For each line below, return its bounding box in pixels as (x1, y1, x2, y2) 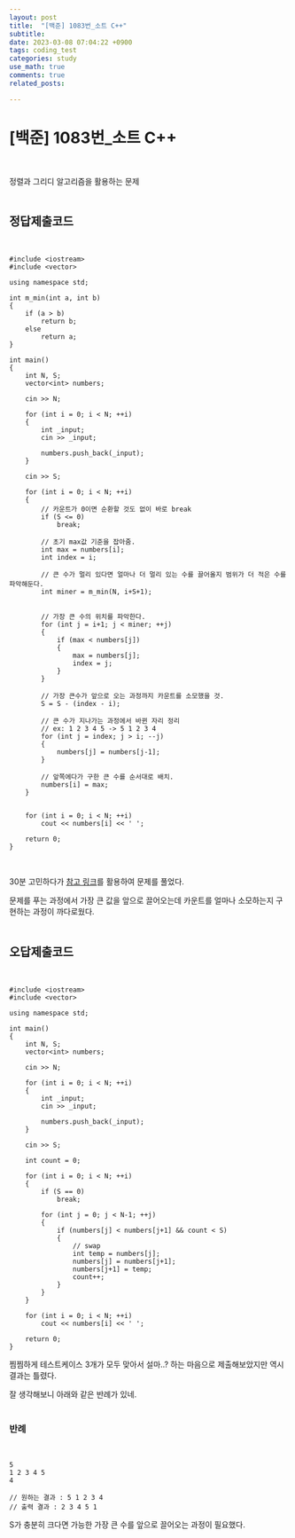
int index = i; (41, 553, 97, 562)
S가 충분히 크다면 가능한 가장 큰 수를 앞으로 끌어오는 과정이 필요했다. (9, 1519, 245, 1530)
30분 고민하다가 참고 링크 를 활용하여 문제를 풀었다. (9, 876, 184, 887)
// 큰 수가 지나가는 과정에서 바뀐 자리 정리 (41, 717, 180, 726)
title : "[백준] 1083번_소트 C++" (9, 21, 128, 30)
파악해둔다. (9, 580, 44, 589)
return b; (41, 317, 77, 326)
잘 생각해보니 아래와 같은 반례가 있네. (9, 1389, 137, 1400)
